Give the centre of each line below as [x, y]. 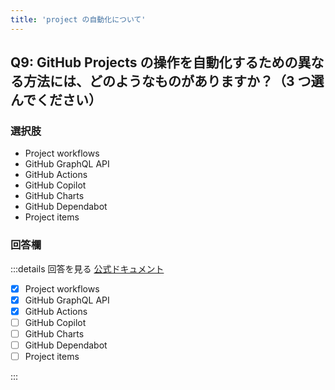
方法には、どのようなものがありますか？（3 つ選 [174, 81]
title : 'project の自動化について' [78, 19]
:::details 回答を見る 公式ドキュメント [87, 268]
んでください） [56, 100]
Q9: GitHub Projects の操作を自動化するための [154, 62]
